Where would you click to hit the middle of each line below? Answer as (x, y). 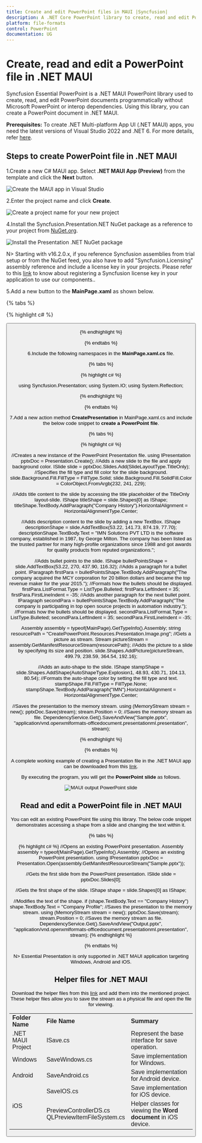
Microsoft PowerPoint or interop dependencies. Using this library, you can (98, 107)
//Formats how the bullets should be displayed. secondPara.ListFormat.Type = (101, 612)
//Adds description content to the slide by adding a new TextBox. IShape (101, 522)
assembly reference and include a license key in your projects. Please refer (99, 267)
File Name (60, 1021)
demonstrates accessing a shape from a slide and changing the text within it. (101, 825)
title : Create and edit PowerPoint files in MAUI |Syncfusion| (87, 12)
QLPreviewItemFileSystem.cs (85, 1117)
